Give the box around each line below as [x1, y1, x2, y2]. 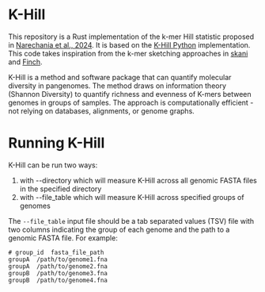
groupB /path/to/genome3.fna [8, 269, 108, 277]
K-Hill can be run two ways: [8, 160, 98, 170]
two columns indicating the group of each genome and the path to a [8, 225, 230, 234]
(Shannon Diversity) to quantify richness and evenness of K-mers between [8, 89, 252, 98]
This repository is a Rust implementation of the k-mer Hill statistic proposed [8, 32, 255, 41]
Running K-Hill [8, 134, 105, 152]
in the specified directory [19, 184, 102, 194]
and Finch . [8, 57, 43, 67]
